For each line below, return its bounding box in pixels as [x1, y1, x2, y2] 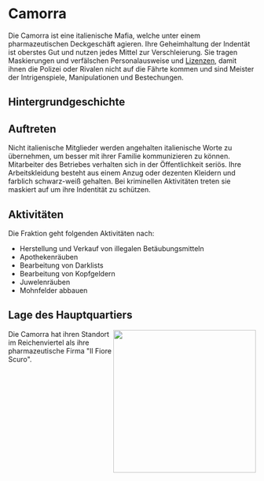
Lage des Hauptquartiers [8, 309, 133, 322]
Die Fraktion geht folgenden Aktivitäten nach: [8, 228, 155, 238]
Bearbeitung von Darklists [19, 261, 104, 270]
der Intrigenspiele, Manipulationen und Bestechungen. [8, 72, 184, 82]
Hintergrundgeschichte [8, 95, 126, 109]
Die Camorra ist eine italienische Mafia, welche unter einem [8, 31, 201, 40]
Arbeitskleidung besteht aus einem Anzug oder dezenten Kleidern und [8, 168, 236, 178]
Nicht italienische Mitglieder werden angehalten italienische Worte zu [8, 143, 233, 153]
